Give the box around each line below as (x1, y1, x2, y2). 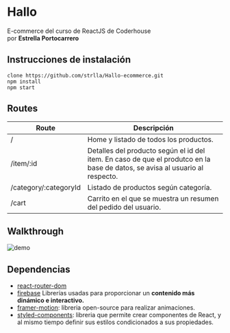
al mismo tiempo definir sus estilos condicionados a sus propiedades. (16, 318, 214, 326)
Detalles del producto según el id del (87, 145, 205, 155)
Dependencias (7, 263, 71, 275)
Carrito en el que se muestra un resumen (87, 193, 219, 203)
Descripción (133, 123, 174, 132)
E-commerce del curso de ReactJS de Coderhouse (7, 27, 151, 35)
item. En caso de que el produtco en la (87, 154, 211, 164)
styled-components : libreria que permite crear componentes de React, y (16, 311, 221, 319)
